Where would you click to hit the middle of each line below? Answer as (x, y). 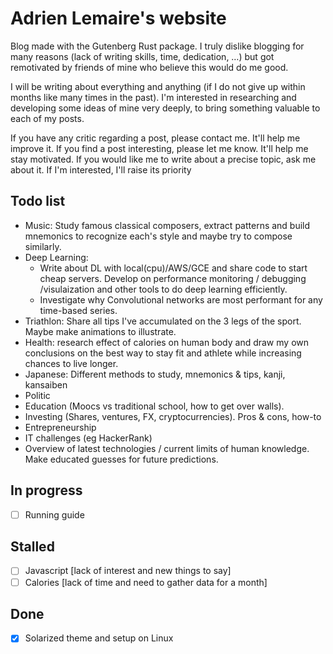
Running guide (54, 514)
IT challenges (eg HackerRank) (88, 438)
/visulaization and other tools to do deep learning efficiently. (163, 289)
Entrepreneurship (60, 427)
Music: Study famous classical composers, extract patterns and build (167, 225)
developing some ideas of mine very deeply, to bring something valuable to (165, 108)
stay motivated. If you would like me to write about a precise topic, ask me (163, 159)
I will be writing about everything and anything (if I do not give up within (158, 86)
